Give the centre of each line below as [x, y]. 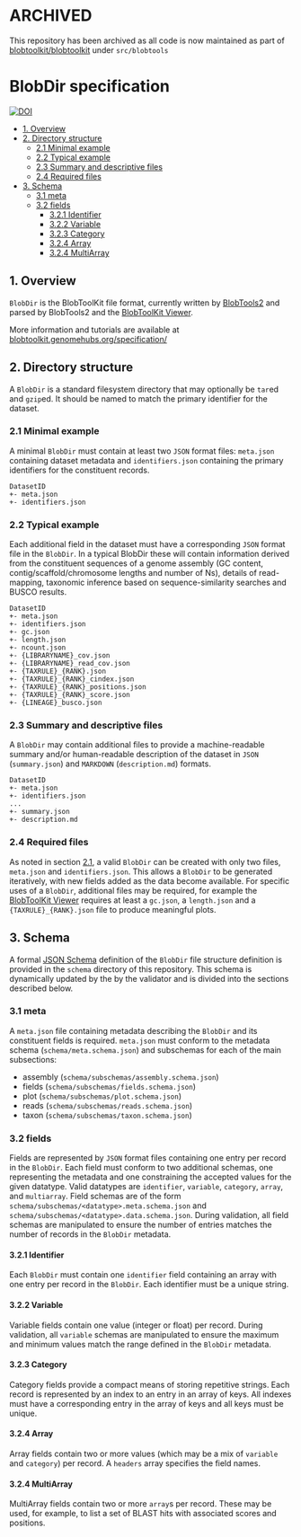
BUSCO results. [38, 592]
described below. [41, 988]
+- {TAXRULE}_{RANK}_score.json [70, 695]
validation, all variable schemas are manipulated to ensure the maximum [144, 1334]
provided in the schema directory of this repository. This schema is [131, 969]
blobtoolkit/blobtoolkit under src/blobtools [89, 49]
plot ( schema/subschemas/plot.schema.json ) [102, 1096]
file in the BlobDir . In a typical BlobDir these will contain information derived [150, 554]
